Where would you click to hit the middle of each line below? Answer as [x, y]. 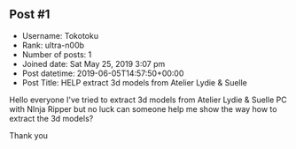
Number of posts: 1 [57, 54]
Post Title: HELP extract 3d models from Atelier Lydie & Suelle [135, 82]
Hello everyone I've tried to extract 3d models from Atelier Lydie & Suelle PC [148, 100]
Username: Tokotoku [60, 35]
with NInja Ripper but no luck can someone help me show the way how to [143, 108]
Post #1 [30, 15]
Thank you [29, 135]
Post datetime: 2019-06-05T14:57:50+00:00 [103, 73]
